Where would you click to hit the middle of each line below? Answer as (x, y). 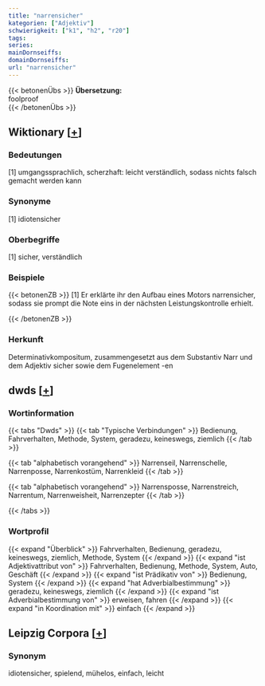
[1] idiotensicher (35, 219)
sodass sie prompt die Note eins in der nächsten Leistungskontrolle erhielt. (131, 303)
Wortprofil (29, 531)
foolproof (23, 99)
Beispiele (27, 278)
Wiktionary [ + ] (45, 132)
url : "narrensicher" (43, 68)
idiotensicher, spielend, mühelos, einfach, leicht (86, 673)
